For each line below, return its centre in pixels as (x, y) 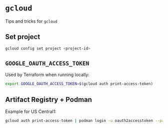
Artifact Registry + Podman (49, 99)
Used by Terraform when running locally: (47, 75)
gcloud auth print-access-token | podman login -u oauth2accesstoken (79, 121)
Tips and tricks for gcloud (31, 21)
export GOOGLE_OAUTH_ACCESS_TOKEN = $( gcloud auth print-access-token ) (79, 84)
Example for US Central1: (31, 111)
